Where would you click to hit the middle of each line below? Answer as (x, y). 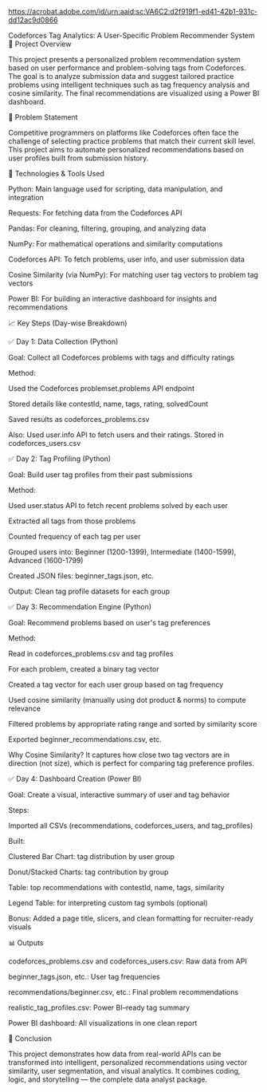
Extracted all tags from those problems (72, 521)
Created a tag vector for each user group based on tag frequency (116, 684)
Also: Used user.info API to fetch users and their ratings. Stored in (116, 435)
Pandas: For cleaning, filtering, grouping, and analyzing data (107, 228)
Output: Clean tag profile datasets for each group (89, 591)
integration (26, 197)
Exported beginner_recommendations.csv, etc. (85, 739)
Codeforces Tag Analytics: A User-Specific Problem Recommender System (132, 35)
